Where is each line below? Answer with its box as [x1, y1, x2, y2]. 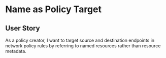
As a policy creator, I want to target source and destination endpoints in [5, 37, 155, 43]
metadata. [5, 48, 26, 54]
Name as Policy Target [5, 4, 102, 15]
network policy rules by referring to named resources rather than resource [5, 43, 161, 49]
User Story [5, 24, 40, 33]
